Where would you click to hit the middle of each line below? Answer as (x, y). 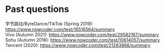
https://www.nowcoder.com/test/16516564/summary (60, 29)
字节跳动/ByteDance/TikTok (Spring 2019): (49, 23)
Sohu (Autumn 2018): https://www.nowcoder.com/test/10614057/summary (82, 40)
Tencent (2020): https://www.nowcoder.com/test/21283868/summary (78, 45)
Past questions (37, 9)
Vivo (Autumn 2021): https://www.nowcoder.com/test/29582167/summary (82, 34)
